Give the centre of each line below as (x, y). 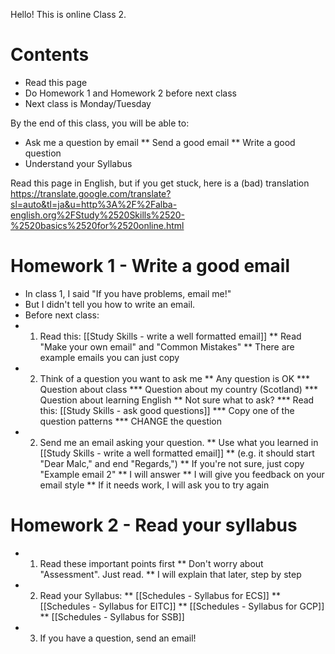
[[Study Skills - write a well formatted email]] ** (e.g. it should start (177, 453)
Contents (50, 55)
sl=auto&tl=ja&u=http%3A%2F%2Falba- (94, 204)
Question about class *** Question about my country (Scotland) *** (178, 389)
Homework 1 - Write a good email (150, 266)
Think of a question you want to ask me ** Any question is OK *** (175, 378)
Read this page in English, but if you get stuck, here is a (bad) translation (160, 183)
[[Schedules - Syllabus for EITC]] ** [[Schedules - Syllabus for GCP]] (182, 606)
